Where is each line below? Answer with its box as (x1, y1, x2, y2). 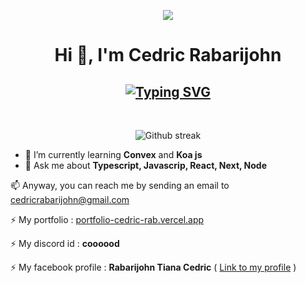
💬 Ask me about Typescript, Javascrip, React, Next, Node (24, 160, 267, 171)
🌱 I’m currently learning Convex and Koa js (24, 149, 203, 160)
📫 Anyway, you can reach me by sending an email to (10, 180, 230, 191)
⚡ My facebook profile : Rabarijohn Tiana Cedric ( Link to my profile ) (10, 261, 297, 273)
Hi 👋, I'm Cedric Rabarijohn (54, 44, 282, 67)
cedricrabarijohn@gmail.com (10, 194, 130, 205)
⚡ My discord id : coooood (10, 238, 120, 249)
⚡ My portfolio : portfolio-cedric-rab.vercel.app (10, 214, 205, 225)
